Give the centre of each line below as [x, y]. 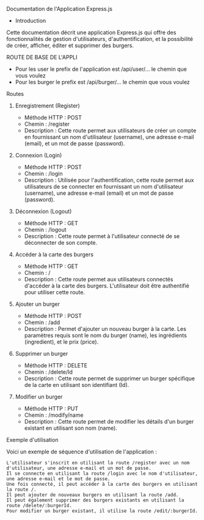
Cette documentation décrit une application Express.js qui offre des [91, 32]
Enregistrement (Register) [48, 106]
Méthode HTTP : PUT [51, 409]
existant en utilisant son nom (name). [71, 428]
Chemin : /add [42, 322]
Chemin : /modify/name [54, 415]
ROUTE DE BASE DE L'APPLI [42, 57]
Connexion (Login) [38, 155]
